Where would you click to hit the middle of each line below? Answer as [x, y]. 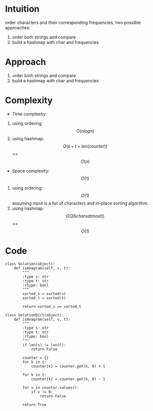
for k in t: [35, 375]
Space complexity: [31, 171]
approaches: [18, 27]
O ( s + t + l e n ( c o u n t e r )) [85, 146]
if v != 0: [42, 392]
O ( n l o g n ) [85, 131]
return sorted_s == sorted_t [52, 306]
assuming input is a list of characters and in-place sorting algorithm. [80, 203]
